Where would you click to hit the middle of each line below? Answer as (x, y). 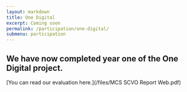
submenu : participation (36, 34)
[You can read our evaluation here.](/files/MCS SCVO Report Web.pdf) (94, 82)
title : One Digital (31, 17)
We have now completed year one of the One (92, 59)
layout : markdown (28, 12)
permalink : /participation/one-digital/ (58, 29)
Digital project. (35, 68)
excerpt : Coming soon (33, 23)
